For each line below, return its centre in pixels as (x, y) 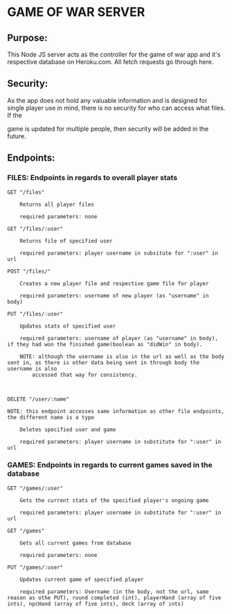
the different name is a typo (51, 417)
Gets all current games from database (75, 543)
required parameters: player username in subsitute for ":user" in (119, 253)
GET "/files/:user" (35, 229)
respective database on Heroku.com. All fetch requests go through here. (110, 62)
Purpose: (27, 38)
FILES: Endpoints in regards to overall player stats (92, 178)
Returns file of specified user (66, 241)
